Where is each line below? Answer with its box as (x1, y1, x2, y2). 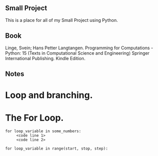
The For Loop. (5, 112, 64, 124)
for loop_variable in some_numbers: (5, 129, 81, 134)
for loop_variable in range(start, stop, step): (5, 146, 108, 151)
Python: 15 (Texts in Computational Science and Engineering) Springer (5, 50, 150, 56)
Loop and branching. (5, 89, 93, 101)
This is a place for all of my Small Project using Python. (5, 17, 118, 23)
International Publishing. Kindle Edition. (5, 55, 86, 61)
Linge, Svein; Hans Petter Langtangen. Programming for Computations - (5, 45, 154, 51)
